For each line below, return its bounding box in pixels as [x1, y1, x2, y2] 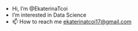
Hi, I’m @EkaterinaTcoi [11, 5, 68, 12]
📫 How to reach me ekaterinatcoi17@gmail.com [11, 18, 132, 25]
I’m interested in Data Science [11, 11, 87, 18]
